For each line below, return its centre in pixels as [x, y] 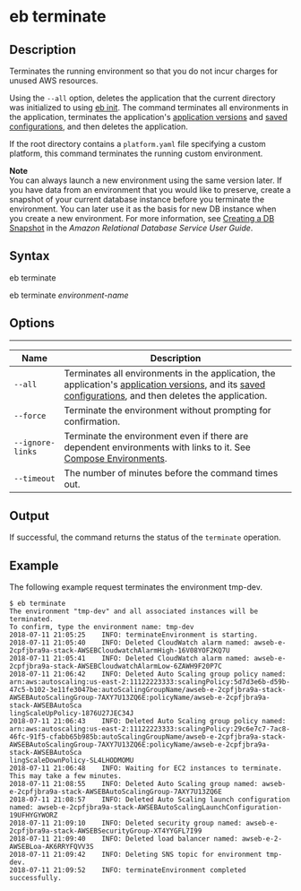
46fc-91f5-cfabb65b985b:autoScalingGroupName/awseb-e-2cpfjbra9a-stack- [148, 737]
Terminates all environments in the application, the [170, 373]
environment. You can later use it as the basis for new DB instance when [143, 209]
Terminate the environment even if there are [156, 436]
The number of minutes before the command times [171, 472]
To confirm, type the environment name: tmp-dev [102, 627]
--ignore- [34, 442]
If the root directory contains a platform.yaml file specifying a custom [138, 144]
